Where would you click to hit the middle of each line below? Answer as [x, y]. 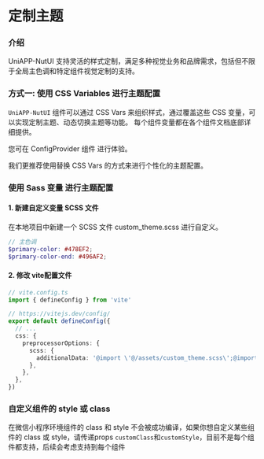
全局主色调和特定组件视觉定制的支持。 [77, 71]
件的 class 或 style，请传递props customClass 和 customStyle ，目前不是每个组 [131, 437]
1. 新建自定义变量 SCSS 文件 [54, 208]
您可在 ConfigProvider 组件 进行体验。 [70, 148]
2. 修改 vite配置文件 [40, 276]
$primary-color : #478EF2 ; [50, 249]
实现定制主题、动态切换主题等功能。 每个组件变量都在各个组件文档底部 [129, 122]
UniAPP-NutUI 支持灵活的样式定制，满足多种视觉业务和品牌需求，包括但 [125, 61]
